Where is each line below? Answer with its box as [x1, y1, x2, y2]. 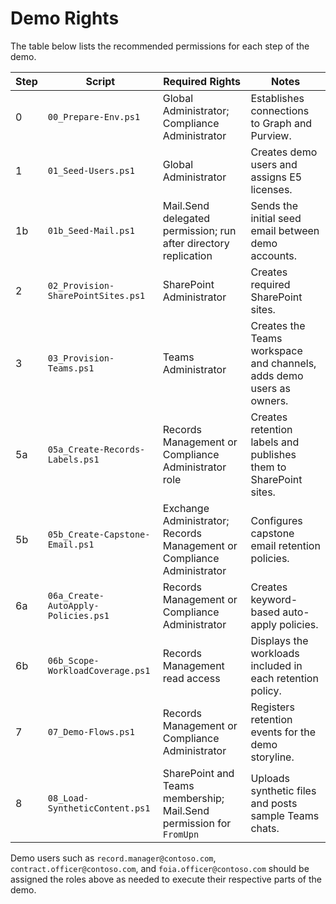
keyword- [250, 592, 298, 606]
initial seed [250, 211, 302, 225]
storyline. [250, 750, 295, 764]
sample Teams [250, 808, 320, 822]
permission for [162, 816, 232, 830]
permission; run [162, 223, 237, 237]
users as [250, 381, 291, 395]
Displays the [250, 633, 309, 647]
